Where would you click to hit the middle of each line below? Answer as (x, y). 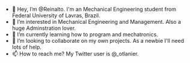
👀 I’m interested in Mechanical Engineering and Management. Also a (97, 22)
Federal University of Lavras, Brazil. (56, 15)
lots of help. (27, 47)
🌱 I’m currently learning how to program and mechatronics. (85, 34)
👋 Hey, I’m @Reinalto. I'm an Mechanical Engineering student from (94, 9)
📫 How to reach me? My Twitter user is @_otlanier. (75, 54)
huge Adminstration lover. (44, 28)
